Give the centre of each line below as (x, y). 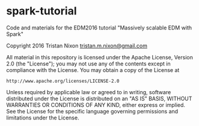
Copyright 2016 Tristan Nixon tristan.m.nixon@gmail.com (77, 46)
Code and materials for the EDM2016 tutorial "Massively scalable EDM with (99, 28)
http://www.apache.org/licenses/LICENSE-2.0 (63, 81)
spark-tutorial (41, 11)
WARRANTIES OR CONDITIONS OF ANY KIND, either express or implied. (96, 105)
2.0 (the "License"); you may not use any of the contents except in (88, 64)
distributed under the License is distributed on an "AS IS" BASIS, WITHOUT (99, 98)
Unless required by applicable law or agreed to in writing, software (89, 92)
